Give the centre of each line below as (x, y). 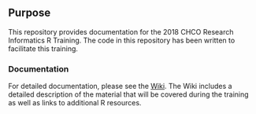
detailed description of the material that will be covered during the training (129, 94)
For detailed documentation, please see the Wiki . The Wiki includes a (120, 86)
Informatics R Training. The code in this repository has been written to (122, 40)
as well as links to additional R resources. (75, 103)
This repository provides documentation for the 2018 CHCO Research (121, 31)
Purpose (30, 13)
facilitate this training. (43, 48)
